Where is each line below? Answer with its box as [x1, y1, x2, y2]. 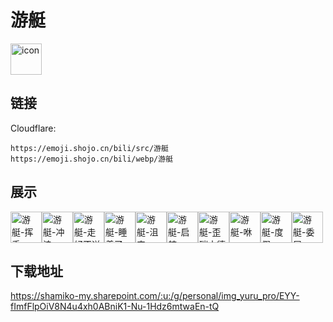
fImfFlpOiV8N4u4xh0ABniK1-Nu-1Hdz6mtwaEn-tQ [10, 301, 220, 313]
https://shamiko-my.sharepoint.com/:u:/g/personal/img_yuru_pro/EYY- [10, 290, 300, 302]
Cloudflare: [10, 122, 57, 134]
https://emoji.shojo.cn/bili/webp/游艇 [10, 154, 174, 164]
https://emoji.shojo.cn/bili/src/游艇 [10, 143, 169, 153]
